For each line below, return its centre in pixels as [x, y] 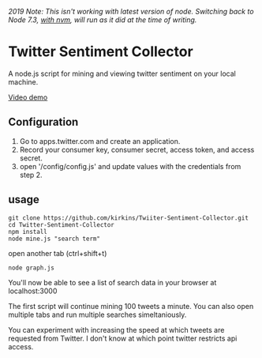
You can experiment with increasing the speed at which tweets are [116, 330]
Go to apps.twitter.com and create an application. [100, 141]
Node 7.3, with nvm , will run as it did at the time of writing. [103, 20]
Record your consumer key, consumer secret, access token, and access [137, 149]
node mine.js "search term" [54, 239]
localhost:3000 [33, 291]
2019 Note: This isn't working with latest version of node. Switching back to [131, 11]
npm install [28, 232]
